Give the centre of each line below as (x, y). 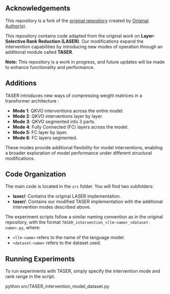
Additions (21, 83)
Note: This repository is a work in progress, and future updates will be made (85, 62)
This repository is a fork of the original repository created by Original (77, 20)
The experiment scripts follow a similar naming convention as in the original (84, 217)
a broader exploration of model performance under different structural (79, 153)
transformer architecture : (32, 101)
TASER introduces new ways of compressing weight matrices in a (74, 95)
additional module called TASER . (39, 52)
